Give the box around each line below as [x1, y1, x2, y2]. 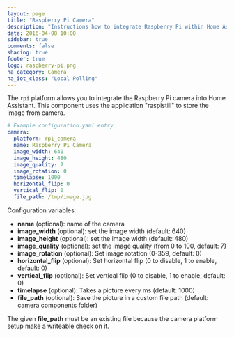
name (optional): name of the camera [17, 219, 125, 228]
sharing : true [7, 49, 49, 56]
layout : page [7, 10, 45, 17]
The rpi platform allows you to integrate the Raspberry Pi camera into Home [7, 94, 226, 102]
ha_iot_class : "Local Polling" [7, 75, 98, 82]
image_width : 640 [13, 148, 64, 155]
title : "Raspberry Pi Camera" [7, 17, 95, 24]
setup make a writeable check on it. [7, 322, 109, 330]
